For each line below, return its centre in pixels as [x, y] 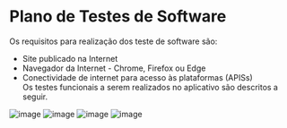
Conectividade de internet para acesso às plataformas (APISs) [137, 77]
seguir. [35, 97]
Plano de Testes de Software [118, 17]
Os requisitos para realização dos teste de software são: [113, 41]
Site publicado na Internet [70, 58]
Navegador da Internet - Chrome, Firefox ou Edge [114, 68]
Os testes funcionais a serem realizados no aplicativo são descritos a [150, 87]
